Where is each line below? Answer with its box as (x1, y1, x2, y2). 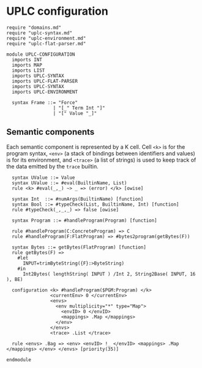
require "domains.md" (6, 24, 62, 31)
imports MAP (12, 62, 43, 68)
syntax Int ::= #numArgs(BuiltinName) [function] (12, 196, 144, 202)
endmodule (6, 356, 32, 362)
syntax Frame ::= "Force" (12, 99, 78, 105)
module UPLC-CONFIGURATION (6, 51, 75, 58)
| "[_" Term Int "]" (53, 105, 105, 111)
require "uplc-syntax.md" (6, 29, 72, 36)
